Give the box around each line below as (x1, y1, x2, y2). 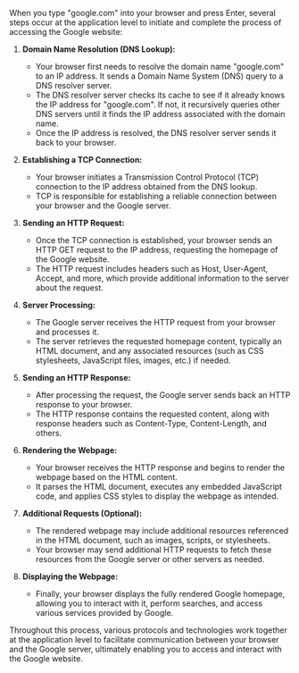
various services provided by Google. (35, 608, 174, 618)
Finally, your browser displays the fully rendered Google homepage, (35, 589, 286, 599)
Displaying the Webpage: (21, 571, 119, 582)
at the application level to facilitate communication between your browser (9, 635, 279, 644)
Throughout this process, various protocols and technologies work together (9, 625, 288, 635)
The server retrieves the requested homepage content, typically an (35, 336, 283, 347)
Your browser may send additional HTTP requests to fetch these (35, 544, 272, 555)
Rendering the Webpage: (21, 445, 118, 455)
